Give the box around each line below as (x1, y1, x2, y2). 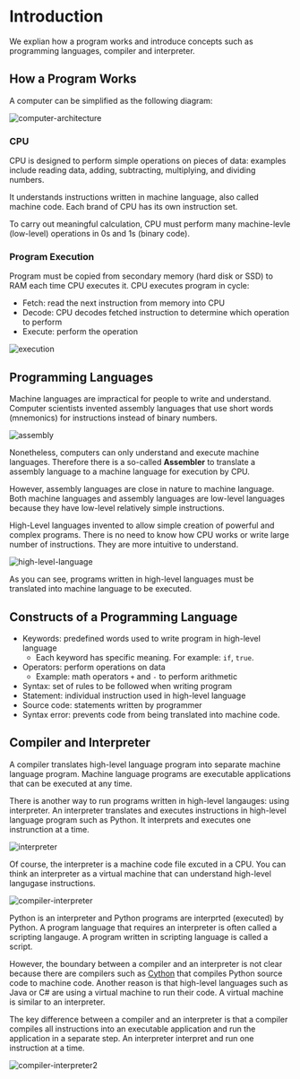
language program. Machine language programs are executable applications (9, 768, 291, 779)
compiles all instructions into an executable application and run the (9, 1023, 256, 1034)
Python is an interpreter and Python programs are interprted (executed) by (9, 912, 284, 923)
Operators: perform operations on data (21, 661, 166, 672)
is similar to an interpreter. (9, 997, 106, 1007)
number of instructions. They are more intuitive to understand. (9, 539, 239, 550)
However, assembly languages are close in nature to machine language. (9, 484, 275, 495)
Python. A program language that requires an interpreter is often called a (9, 921, 278, 933)
